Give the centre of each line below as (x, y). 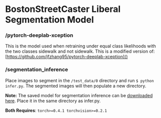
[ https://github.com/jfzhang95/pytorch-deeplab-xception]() (66, 57)
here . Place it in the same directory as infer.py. (53, 101)
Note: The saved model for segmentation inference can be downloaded (79, 95)
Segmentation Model (49, 20)
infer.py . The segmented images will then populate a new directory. (76, 86)
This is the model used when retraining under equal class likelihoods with (81, 46)
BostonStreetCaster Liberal (63, 9)
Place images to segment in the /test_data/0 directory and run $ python (79, 80)
